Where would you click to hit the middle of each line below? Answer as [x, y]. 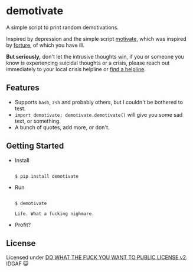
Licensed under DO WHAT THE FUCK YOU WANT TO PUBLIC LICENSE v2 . [97, 257]
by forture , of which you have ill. [45, 45]
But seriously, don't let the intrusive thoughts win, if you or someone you [95, 56]
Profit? [23, 225]
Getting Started [35, 146]
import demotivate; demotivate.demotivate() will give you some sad [99, 114]
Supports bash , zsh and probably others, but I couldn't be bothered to [99, 102]
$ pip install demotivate [46, 176]
